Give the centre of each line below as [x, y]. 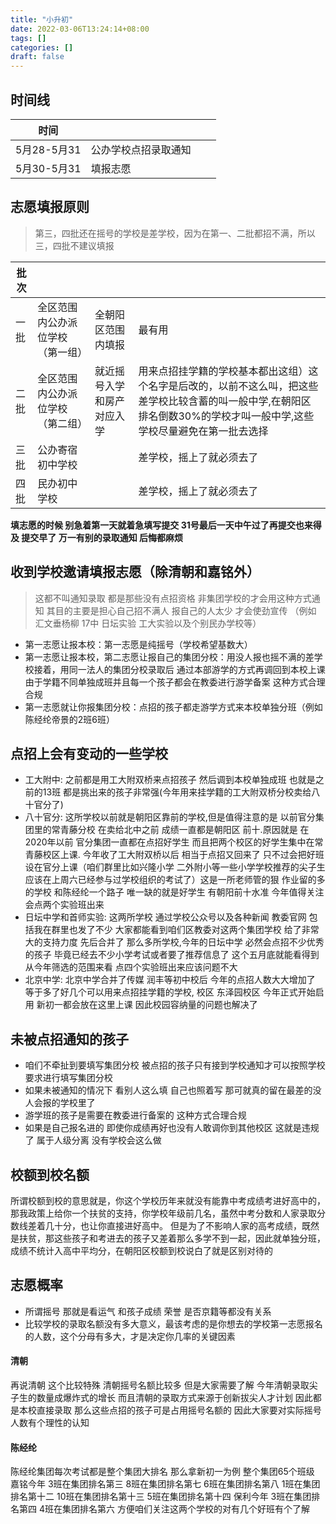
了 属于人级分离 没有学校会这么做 [93, 1140]
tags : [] [28, 38]
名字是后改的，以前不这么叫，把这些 [233, 386]
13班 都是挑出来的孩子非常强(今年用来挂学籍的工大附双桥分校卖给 [177, 792]
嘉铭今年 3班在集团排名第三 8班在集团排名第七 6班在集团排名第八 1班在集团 [165, 1484]
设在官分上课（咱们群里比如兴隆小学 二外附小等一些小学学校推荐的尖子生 [175, 867]
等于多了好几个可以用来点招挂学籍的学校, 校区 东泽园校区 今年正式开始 [170, 992]
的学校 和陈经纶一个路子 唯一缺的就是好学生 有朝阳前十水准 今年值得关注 [174, 892]
